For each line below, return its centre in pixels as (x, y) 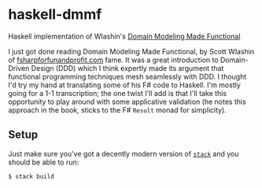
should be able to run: (44, 162)
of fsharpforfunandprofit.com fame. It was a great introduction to (113, 60)
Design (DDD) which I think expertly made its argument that (127, 68)
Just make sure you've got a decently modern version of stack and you (124, 153)
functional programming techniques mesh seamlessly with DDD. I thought (127, 76)
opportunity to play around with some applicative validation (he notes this (127, 101)
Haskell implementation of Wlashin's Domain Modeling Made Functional (124, 36)
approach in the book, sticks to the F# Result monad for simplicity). (117, 110)
